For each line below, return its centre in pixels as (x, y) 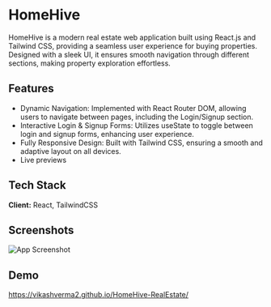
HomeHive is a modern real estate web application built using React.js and (132, 37)
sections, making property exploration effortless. (90, 63)
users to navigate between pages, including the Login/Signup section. (136, 117)
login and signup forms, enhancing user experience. (107, 134)
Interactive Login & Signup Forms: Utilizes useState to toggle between (136, 125)
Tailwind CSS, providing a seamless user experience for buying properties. (133, 45)
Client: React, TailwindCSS (53, 205)
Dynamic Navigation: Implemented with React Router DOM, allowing (133, 108)
